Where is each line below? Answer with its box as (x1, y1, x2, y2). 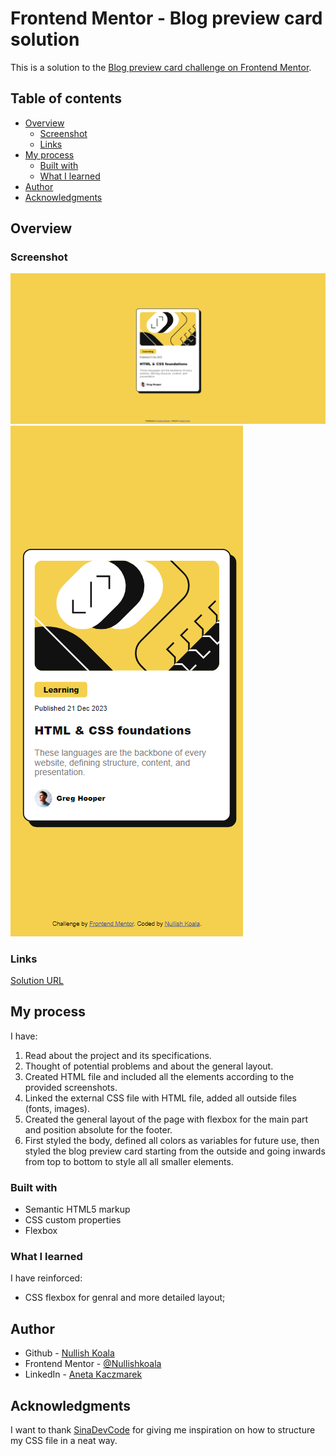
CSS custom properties (24, 1214, 122, 1226)
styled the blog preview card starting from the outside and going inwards (24, 1145, 326, 1157)
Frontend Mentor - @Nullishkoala (24, 1358, 162, 1370)
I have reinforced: (10, 1272, 83, 1284)
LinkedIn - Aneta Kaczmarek (24, 1368, 143, 1381)
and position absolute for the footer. (24, 1123, 173, 1136)
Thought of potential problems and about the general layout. (24, 1060, 274, 1072)
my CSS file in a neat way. (10, 1434, 118, 1446)
